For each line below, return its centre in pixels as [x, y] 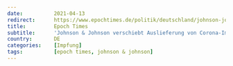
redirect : [21, 20]
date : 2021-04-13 [46, 13]
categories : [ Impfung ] [44, 45]
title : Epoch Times [48, 26]
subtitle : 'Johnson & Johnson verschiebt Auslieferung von [102, 33]
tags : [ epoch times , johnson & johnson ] [80, 52]
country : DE [34, 39]
